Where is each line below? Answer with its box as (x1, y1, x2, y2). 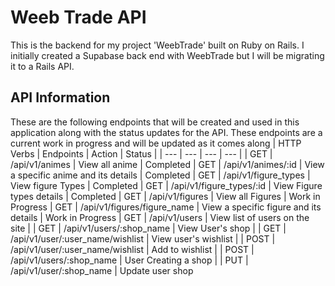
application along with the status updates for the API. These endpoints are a (10, 126, 323, 138)
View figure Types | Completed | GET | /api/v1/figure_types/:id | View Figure (10, 179, 323, 191)
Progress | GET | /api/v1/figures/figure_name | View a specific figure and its (10, 201, 322, 213)
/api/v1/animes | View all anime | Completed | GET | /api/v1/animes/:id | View (10, 158, 325, 170)
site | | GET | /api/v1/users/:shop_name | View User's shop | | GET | (10, 222, 287, 234)
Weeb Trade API (10, 6, 147, 29)
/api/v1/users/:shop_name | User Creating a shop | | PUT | (10, 254, 249, 266)
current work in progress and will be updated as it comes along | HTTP (10, 137, 302, 149)
